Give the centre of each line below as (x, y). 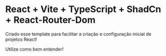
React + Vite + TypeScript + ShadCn (83, 9)
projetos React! (21, 39)
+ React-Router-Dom (50, 20)
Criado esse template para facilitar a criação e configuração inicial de (78, 34)
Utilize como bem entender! (34, 49)
